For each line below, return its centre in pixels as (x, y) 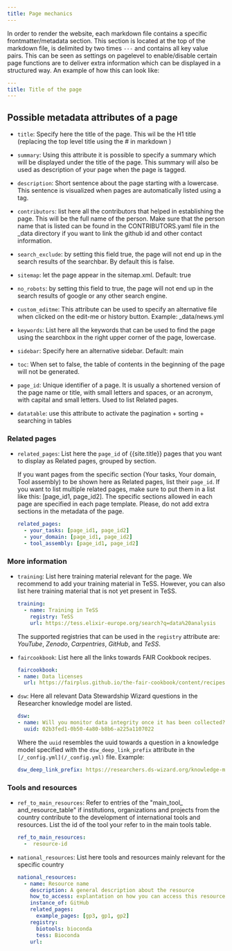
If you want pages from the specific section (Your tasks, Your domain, (117, 474)
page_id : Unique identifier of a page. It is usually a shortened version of (119, 385)
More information (37, 561)
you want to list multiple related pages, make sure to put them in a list (116, 489)
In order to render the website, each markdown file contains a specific (107, 33)
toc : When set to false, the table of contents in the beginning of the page (121, 364)
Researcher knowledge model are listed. (75, 703)
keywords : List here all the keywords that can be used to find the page (116, 330)
